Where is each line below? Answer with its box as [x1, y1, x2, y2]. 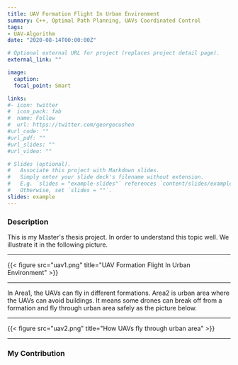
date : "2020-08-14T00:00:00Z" [7, 37, 97, 44]
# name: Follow [7, 115, 55, 122]
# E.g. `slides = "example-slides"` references [7, 180, 157, 188]
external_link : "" [7, 56, 62, 64]
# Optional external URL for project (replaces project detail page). [7, 50, 220, 57]
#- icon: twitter [7, 101, 59, 108]
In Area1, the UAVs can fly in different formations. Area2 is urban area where [7, 288, 230, 297]
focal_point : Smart [13, 82, 72, 89]
